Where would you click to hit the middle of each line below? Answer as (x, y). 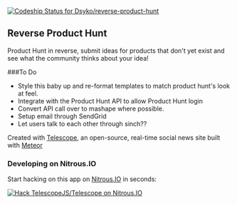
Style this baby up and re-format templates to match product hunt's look (124, 86)
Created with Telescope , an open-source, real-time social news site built (114, 137)
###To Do (22, 72)
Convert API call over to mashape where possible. (91, 108)
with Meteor (25, 145)
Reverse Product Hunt (57, 33)
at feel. (28, 93)
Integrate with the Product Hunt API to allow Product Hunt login (110, 101)
